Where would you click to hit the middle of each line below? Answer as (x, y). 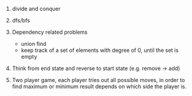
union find (34, 44)
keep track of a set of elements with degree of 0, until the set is (100, 50)
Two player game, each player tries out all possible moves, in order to (98, 80)
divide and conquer (36, 9)
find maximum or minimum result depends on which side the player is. (99, 86)
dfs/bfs (21, 20)
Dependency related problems (50, 32)
